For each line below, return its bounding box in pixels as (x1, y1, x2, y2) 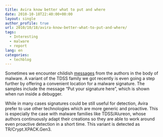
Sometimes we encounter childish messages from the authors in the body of (5, 70, 159, 76)
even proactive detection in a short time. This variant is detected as (5, 121, 140, 127)
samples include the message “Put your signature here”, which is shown (5, 86, 150, 92)
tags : (5, 30, 16, 35)
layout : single (5, 16, 36, 21)
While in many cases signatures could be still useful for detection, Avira (5, 100, 148, 106)
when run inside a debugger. (5, 91, 63, 97)
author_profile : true (5, 20, 49, 26)
